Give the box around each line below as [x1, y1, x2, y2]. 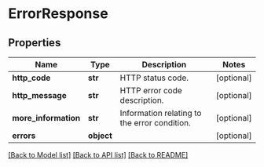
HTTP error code [119, 85, 182, 96]
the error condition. [119, 118, 191, 128]
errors [12, 130, 36, 141]
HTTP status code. [119, 72, 189, 83]
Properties [8, 36, 61, 49]
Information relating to [119, 107, 202, 118]
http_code [12, 72, 51, 83]
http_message [12, 90, 67, 100]
